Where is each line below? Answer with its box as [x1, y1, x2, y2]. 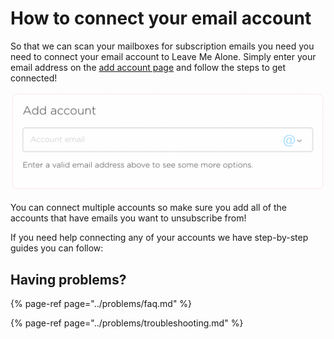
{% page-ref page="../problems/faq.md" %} [10, 298, 193, 310]
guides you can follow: [10, 242, 104, 254]
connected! [10, 72, 58, 84]
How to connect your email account [10, 7, 312, 30]
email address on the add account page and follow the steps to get [10, 61, 287, 73]
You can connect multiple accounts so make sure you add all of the [10, 202, 287, 214]
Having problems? [10, 271, 127, 288]
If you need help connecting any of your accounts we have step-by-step [10, 232, 309, 244]
